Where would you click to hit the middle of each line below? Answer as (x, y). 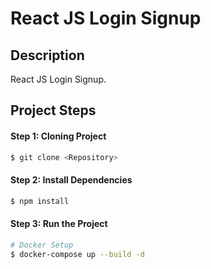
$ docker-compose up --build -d (77, 254)
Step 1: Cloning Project (58, 136)
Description (47, 55)
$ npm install (40, 201)
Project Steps (53, 110)
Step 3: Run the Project (59, 224)
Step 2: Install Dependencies (71, 180)
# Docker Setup (42, 245)
